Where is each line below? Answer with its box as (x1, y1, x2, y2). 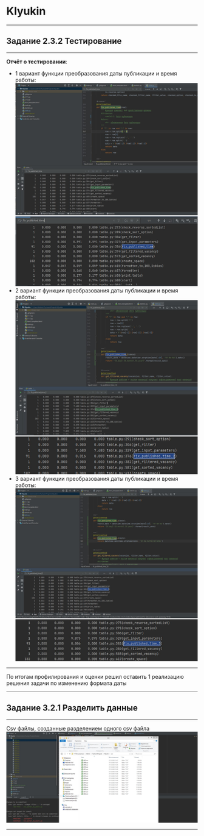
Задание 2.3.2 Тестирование (6, 36, 122, 46)
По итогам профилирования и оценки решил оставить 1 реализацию (6, 673, 184, 680)
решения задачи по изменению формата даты (6, 679, 127, 687)
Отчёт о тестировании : (6, 58, 68, 65)
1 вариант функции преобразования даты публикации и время (15, 69, 177, 77)
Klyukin (6, 4, 46, 18)
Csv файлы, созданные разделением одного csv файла (6, 724, 150, 732)
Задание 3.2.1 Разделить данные (6, 703, 138, 714)
